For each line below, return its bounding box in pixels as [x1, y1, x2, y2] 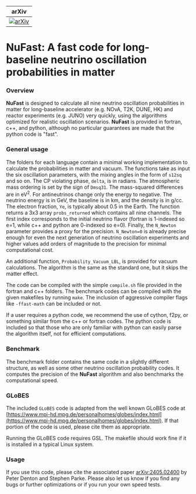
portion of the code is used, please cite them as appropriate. [6, 423, 152, 430]
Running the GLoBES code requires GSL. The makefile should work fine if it [6, 435, 187, 442]
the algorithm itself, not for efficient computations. [6, 330, 127, 337]
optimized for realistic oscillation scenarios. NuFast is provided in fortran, [6, 118, 183, 125]
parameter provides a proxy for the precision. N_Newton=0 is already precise [6, 228, 187, 235]
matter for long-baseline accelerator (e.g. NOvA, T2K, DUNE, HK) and [6, 106, 173, 113]
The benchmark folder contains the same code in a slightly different [6, 358, 169, 365]
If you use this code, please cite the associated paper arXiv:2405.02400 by [6, 469, 187, 476]
